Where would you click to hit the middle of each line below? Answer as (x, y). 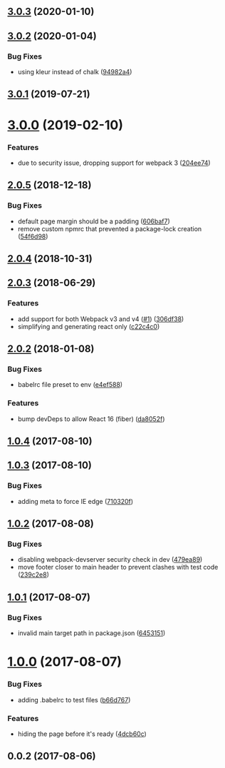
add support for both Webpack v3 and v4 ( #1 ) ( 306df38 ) (101, 319)
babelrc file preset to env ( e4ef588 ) (70, 385)
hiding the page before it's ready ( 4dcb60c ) (82, 734)
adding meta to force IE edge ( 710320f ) (75, 501)
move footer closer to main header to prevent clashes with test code (118, 567)
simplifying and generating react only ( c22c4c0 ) (89, 326)
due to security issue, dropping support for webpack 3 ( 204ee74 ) (114, 163)
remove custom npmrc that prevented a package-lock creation (110, 228)
